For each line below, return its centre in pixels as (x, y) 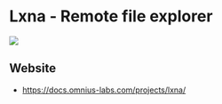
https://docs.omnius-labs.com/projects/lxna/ (104, 90)
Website (32, 68)
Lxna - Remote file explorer (111, 16)
